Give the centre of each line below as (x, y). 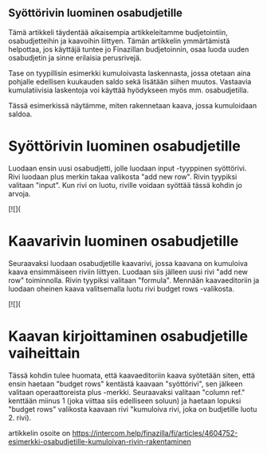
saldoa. (20, 114)
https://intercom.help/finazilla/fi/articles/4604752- (155, 432)
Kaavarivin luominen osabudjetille (124, 241)
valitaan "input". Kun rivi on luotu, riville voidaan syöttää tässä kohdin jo (126, 185)
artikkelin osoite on (39, 432)
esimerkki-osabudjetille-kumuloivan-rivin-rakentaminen (100, 441)
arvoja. (20, 194)
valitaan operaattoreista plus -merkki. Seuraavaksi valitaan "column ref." (127, 392)
